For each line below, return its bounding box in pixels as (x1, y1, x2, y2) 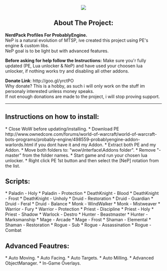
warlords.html (5, 142, 34, 148)
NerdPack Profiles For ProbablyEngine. (5, 32, 88, 38)
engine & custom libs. (5, 42, 50, 48)
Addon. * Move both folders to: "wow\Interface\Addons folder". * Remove (5, 147, 156, 153)
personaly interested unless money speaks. (5, 88, 94, 94)
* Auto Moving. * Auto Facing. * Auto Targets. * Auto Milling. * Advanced (5, 255, 154, 261)
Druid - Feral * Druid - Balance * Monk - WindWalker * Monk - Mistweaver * (5, 201, 161, 207)
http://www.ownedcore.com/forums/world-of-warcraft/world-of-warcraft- (5, 131, 157, 137)
